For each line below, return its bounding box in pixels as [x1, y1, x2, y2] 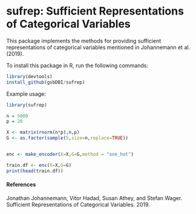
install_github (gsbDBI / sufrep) [6, 79, 85, 85]
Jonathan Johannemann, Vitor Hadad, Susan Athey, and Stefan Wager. [6, 194, 183, 201]
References [6, 181, 36, 189]
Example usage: [6, 90, 47, 98]
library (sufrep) [6, 102, 47, 108]
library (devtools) [6, 73, 53, 79]
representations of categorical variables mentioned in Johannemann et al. [6, 44, 191, 51]
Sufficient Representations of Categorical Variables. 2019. [6, 201, 150, 208]
